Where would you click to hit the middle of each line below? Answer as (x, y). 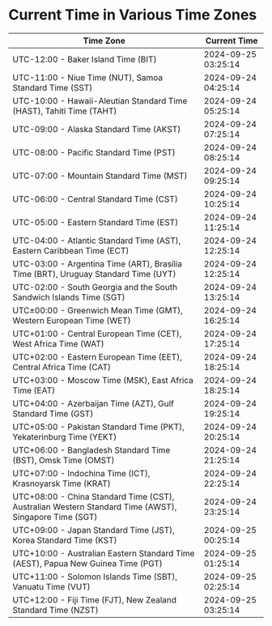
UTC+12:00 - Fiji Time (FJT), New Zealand (94, 599)
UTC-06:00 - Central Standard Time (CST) (95, 198)
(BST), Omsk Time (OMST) (64, 460)
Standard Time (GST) (53, 413)
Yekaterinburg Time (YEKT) (65, 436)
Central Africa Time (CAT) (62, 367)
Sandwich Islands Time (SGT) (69, 297)
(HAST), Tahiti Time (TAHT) (65, 111)
